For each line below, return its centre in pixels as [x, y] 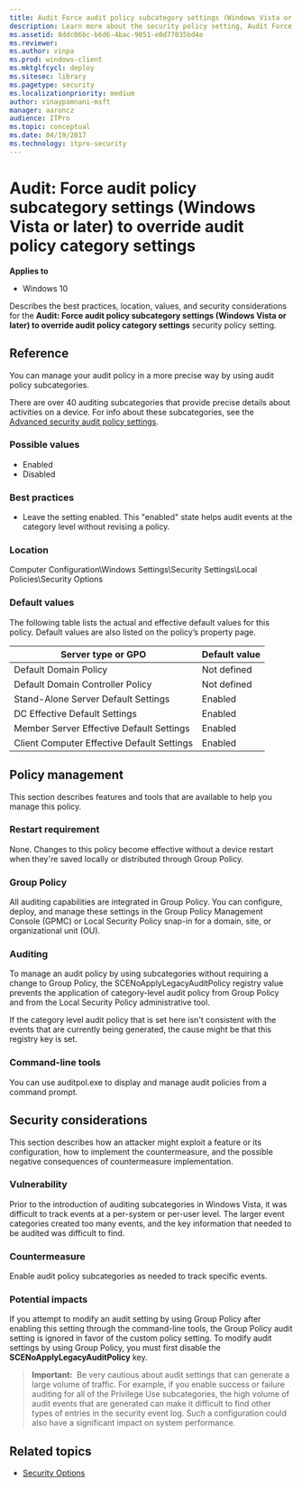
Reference [39, 353]
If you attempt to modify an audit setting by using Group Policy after [135, 1319]
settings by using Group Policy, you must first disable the [115, 1348]
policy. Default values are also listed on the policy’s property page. [133, 632]
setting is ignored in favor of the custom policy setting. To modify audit [141, 1338]
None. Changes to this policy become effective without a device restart [142, 849]
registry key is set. [44, 1039]
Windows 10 [45, 288]
